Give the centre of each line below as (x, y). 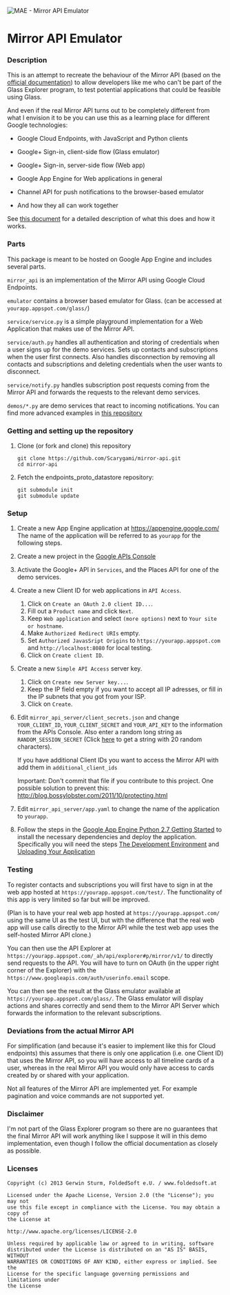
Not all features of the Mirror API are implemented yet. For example (102, 1088)
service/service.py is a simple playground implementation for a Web (105, 321)
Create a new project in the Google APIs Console (86, 557)
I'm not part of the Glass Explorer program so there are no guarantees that (113, 1129)
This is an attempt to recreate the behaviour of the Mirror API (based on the (114, 75)
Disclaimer (25, 1113)
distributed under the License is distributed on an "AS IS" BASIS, (107, 1249)
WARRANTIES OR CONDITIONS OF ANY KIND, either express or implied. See (112, 1262)
